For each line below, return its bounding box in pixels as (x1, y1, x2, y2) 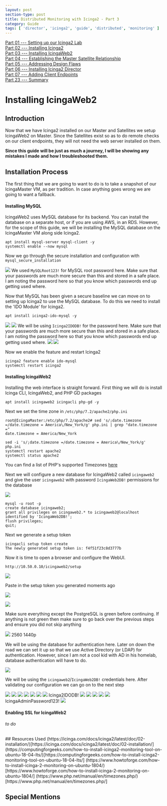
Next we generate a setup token (5, 532, 71, 538)
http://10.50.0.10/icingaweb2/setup (5, 564, 81, 569)
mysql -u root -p (5, 501, 41, 506)
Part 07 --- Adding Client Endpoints (5, 71, 78, 77)
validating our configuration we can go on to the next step (5, 682, 125, 688)
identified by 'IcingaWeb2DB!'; (5, 514, 72, 519)
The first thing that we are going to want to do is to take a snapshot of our (5, 180, 157, 186)
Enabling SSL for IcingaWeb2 (5, 709, 66, 715)
